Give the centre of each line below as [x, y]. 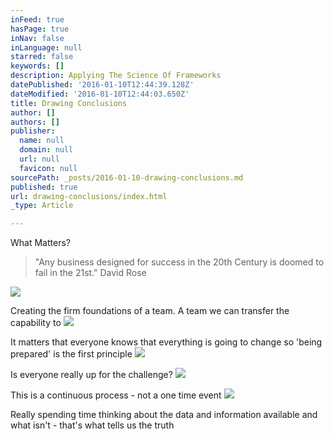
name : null [42, 141]
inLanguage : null [46, 47]
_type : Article [42, 206]
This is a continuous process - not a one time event [116, 395]
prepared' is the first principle [71, 354]
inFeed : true [37, 19]
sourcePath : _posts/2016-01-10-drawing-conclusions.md [127, 177]
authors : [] [35, 122]
